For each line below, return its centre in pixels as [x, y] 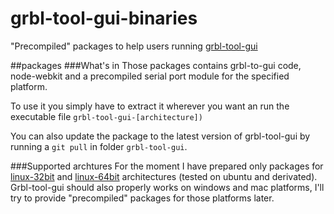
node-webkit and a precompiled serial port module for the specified [150, 76]
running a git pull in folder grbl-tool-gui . [99, 146]
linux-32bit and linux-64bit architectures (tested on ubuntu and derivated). [164, 176]
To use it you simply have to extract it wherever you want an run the [150, 106]
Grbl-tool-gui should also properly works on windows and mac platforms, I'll [167, 187]
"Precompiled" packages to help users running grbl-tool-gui [134, 46]
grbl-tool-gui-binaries [104, 18]
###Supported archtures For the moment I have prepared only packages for [167, 166]
